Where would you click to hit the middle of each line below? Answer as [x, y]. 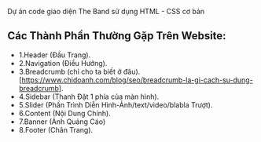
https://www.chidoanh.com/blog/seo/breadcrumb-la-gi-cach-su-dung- [137, 80]
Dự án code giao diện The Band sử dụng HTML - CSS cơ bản [106, 11]
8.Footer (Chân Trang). [56, 129]
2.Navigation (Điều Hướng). [63, 63]
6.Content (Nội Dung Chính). [64, 113]
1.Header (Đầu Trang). [55, 55]
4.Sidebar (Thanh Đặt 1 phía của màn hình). [89, 96]
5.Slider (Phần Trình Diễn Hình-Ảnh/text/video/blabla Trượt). [116, 104]
